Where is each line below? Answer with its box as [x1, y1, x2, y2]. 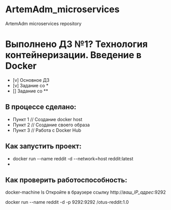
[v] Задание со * [12, 82, 48, 88]
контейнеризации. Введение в [5, 50, 142, 61]
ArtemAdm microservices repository [5, 20, 82, 27]
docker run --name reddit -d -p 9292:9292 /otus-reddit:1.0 [5, 199, 129, 205]
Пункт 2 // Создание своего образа [12, 122, 90, 128]
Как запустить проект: [5, 142, 82, 151]
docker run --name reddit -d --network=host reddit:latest [12, 155, 134, 161]
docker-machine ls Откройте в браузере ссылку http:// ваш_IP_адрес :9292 [5, 189, 166, 195]
